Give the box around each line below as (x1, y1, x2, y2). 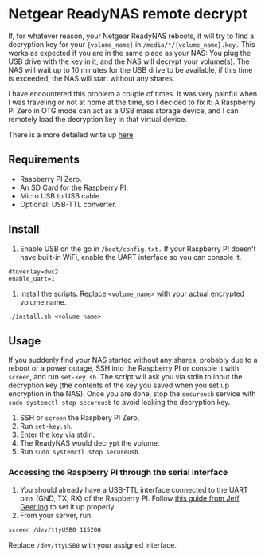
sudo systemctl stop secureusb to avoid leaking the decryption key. (8, 398, 231, 407)
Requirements (8, 153, 80, 167)
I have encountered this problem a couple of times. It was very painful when (8, 88, 258, 98)
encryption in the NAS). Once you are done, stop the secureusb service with (8, 389, 256, 399)
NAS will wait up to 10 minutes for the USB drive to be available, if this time (8, 65, 253, 74)
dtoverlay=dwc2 (8, 268, 59, 276)
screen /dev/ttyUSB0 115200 (8, 525, 102, 534)
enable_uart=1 (8, 274, 56, 283)
